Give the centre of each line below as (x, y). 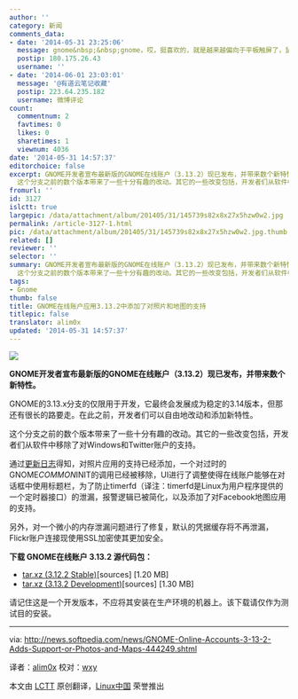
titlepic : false (39, 314)
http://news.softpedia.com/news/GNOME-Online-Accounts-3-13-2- (148, 639)
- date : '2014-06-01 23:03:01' (67, 75)
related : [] (31, 240)
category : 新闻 (36, 26)
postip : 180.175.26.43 (59, 59)
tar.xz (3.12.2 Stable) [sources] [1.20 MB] (95, 574)
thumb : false (33, 298)
